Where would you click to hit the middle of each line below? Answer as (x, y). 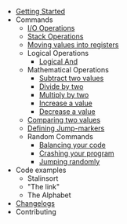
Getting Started (40, 11)
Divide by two (61, 86)
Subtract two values (71, 78)
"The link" (44, 187)
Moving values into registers (73, 45)
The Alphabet (49, 195)
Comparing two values (63, 120)
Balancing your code (72, 145)
